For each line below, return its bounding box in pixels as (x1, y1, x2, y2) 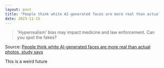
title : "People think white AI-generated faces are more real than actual (5, 12, 161, 17)
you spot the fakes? (17, 34, 57, 40)
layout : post (5, 7, 32, 12)
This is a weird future (5, 59, 48, 65)
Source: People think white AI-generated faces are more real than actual (5, 44, 150, 50)
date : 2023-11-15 (5, 16, 41, 21)
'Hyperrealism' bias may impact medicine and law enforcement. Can (17, 30, 155, 35)
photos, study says (5, 49, 43, 55)
